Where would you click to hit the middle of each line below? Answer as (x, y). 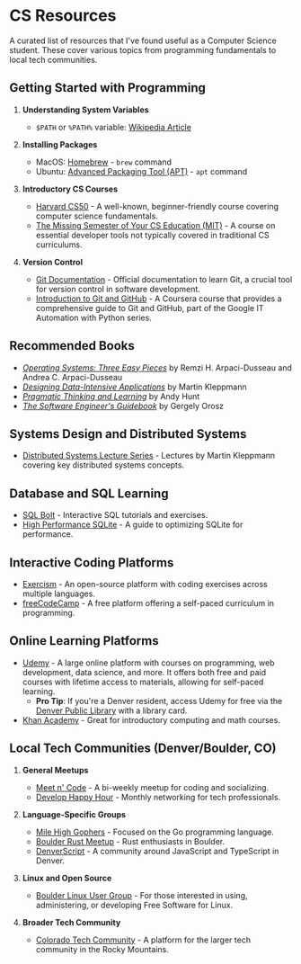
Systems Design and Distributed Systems (128, 434)
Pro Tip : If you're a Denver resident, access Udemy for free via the (159, 701)
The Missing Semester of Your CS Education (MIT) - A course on (155, 225)
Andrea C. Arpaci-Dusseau (72, 377)
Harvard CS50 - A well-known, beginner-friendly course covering (157, 206)
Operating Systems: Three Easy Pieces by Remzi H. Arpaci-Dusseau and (157, 367)
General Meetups (55, 770)
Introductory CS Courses (70, 189)
